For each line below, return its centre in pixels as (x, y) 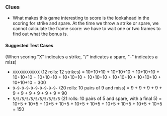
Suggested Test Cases (29, 45)
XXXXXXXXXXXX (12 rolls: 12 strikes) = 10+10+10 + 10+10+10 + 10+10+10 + (86, 72)
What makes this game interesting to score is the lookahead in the (81, 18)
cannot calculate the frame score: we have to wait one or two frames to (87, 29)
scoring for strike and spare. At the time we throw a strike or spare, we (86, 23)
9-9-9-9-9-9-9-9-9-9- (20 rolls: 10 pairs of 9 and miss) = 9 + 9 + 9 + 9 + (87, 88)
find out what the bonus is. (40, 34)
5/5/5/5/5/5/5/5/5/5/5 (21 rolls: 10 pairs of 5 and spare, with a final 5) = (87, 98)
